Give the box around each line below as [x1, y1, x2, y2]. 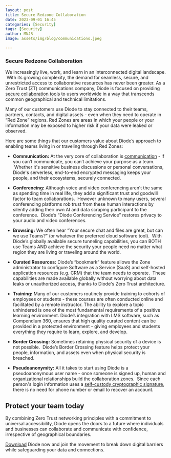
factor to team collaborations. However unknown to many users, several [12, 195, 166, 202]
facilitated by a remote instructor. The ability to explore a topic [12, 301, 144, 308]
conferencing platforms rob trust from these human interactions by [12, 201, 154, 207]
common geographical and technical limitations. [5, 96, 106, 102]
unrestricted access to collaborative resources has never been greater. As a [5, 80, 165, 86]
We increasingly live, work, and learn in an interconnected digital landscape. [5, 69, 166, 75]
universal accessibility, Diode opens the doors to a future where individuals [5, 420, 164, 426]
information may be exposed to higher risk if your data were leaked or [5, 122, 153, 128]
